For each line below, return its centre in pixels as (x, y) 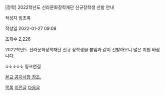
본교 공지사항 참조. (23, 77)
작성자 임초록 (18, 18)
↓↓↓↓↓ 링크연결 (23, 66)
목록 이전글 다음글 (22, 88)
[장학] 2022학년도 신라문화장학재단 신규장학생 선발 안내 (59, 7)
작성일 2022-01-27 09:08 (31, 28)
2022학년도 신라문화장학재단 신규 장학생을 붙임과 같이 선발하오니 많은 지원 (78, 49)
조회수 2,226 (18, 39)
